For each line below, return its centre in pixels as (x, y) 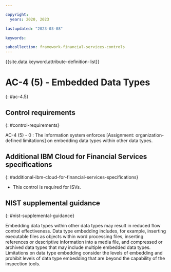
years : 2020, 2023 (30, 19)
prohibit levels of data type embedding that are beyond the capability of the (85, 258)
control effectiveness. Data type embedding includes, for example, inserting (85, 231)
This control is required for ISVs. (47, 187)
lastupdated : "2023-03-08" (34, 29)
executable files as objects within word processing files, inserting (74, 236)
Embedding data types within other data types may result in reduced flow (83, 225)
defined (14, 140)
